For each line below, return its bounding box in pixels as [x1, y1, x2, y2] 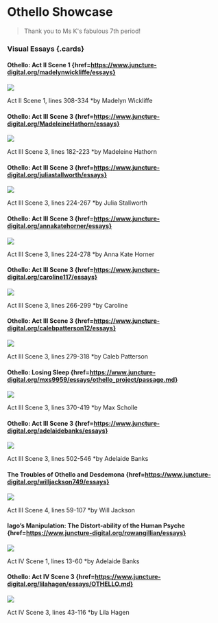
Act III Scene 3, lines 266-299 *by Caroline [7, 301, 128, 309]
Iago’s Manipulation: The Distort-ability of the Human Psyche [7, 521, 185, 530]
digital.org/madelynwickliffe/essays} [7, 68, 116, 76]
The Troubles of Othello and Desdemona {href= [7, 471, 145, 479]
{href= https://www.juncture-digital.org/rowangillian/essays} [7, 529, 186, 537]
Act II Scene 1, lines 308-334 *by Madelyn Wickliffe [7, 97, 153, 105]
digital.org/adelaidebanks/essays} [7, 427, 108, 435]
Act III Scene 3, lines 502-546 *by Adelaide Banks [7, 455, 149, 463]
